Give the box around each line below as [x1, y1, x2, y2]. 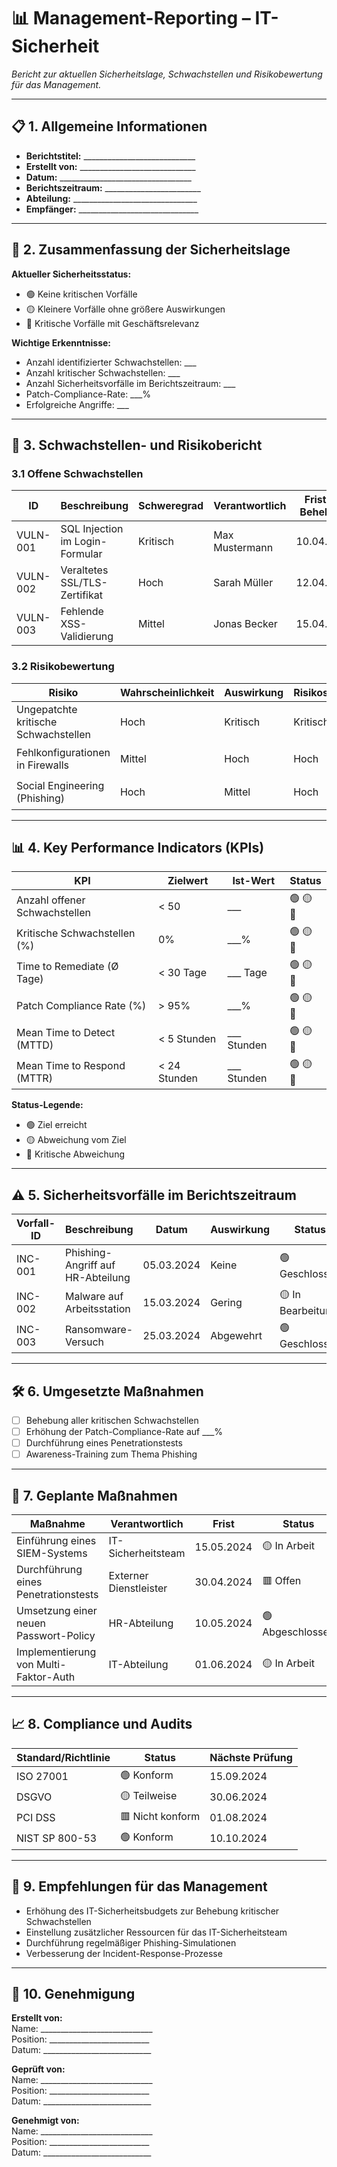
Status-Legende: [11, 1099, 84, 1111]
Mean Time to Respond [16, 1058, 126, 1072]
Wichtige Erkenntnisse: [11, 336, 112, 349]
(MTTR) [16, 1071, 53, 1085]
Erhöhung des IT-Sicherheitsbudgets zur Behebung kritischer [25, 1905, 280, 1917]
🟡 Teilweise [120, 1788, 178, 1802]
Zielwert [167, 874, 209, 888]
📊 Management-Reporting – [11, 7, 251, 30]
